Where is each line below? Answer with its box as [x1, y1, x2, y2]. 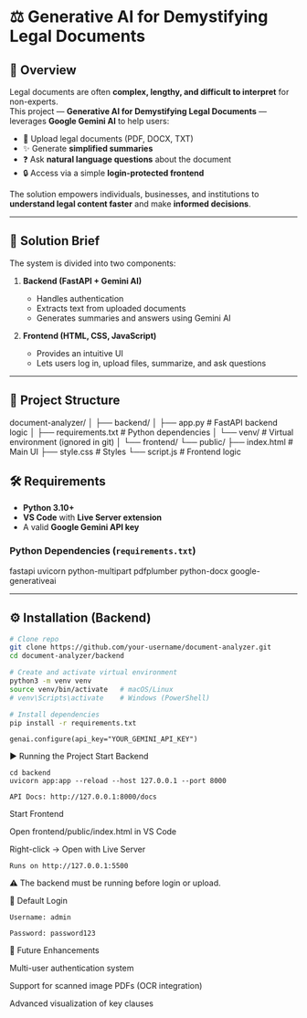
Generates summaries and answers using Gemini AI [36, 313, 231, 323]
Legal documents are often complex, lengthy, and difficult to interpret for [9, 87, 290, 97]
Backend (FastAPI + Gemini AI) [22, 275, 143, 286]
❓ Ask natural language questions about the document [22, 154, 231, 164]
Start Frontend [9, 809, 64, 820]
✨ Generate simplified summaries [22, 143, 153, 154]
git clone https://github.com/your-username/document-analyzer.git [9, 642, 272, 652]
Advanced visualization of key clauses [9, 998, 153, 1009]
